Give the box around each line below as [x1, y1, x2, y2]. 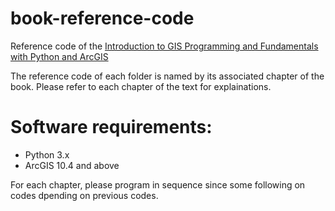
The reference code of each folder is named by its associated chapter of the [10, 70, 325, 82]
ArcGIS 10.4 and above [24, 159, 120, 171]
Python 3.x [24, 148, 70, 161]
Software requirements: [10, 116, 213, 139]
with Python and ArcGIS [10, 50, 109, 62]
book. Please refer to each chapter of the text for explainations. [10, 80, 272, 92]
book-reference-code [10, 7, 195, 30]
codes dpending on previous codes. [10, 189, 159, 201]
